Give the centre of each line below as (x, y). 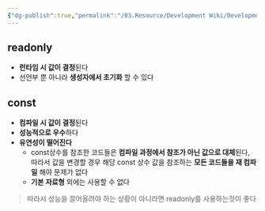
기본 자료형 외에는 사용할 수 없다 (80, 182)
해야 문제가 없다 (64, 172)
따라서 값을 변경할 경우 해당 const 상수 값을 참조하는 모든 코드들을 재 (136, 162)
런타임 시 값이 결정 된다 (53, 67)
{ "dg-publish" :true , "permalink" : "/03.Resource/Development (107, 15)
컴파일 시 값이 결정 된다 (53, 122)
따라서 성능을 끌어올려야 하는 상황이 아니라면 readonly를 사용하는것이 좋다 (141, 199)
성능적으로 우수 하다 (49, 133)
